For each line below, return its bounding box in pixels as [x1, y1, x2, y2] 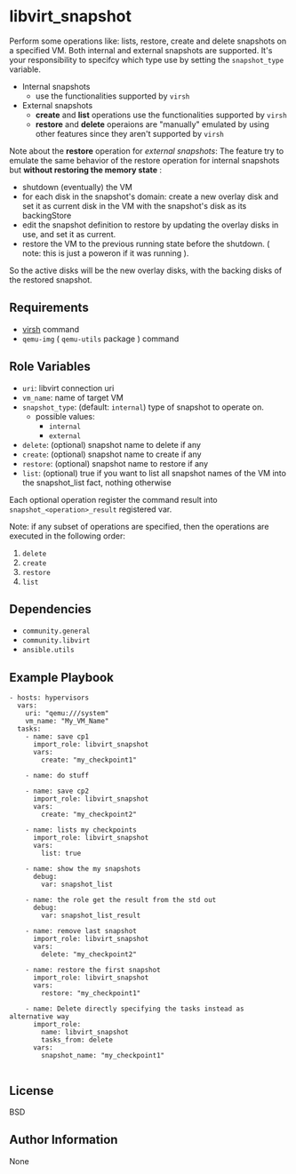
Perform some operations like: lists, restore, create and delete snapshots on [9, 36, 287, 46]
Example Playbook [9, 669, 114, 685]
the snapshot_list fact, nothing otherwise [21, 477, 172, 488]
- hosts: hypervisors [9, 693, 90, 703]
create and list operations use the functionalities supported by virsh [35, 109, 287, 120]
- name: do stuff [25, 771, 90, 780]
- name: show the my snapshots [25, 865, 141, 874]
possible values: [35, 411, 95, 421]
